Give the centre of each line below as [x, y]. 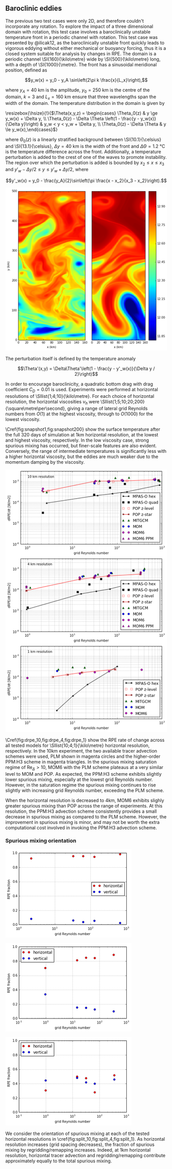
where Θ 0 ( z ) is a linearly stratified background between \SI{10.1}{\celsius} [83, 140]
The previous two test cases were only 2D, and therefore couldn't [75, 21]
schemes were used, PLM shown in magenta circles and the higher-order [83, 756]
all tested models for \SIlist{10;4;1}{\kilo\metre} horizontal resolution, [78, 745]
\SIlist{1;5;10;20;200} [123, 402]
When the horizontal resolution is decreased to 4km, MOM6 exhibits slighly [85, 800]
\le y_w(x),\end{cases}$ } [32, 130]
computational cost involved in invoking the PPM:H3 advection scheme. [81, 828]
